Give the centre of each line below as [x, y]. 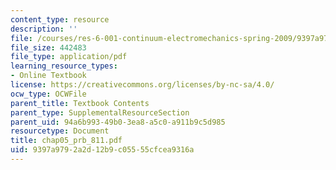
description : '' [44, 29]
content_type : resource [60, 19]
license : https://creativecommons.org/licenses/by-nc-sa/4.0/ [142, 85]
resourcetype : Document [60, 131]
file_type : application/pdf [69, 57]
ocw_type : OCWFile [48, 94]
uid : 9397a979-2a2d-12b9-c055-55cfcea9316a [102, 150]
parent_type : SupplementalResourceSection [100, 112]
